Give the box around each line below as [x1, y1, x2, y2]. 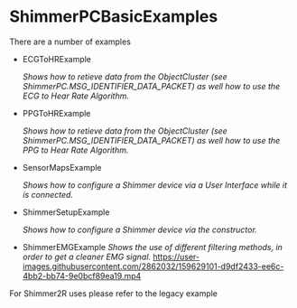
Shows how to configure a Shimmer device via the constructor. [22, 224, 257, 235]
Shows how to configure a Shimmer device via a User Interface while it [22, 179, 287, 191]
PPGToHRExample [22, 107, 91, 118]
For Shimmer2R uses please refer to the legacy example [9, 287, 218, 299]
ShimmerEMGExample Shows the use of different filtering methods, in [22, 241, 283, 252]
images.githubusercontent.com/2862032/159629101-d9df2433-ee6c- [22, 260, 284, 272]
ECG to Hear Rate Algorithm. [22, 90, 129, 101]
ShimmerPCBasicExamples [9, 6, 218, 27]
